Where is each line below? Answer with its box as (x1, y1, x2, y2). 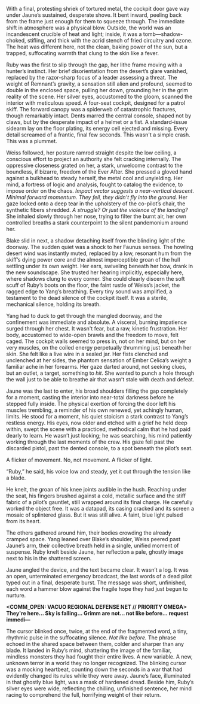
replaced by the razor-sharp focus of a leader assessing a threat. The (6, 74, 177, 81)
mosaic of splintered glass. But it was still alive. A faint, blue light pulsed (6, 511, 183, 518)
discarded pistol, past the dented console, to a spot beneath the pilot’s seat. (6, 445, 193, 451)
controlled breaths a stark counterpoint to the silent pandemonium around (6, 219, 188, 226)
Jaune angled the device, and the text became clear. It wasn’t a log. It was (6, 566, 189, 573)
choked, (6, 37, 26, 44)
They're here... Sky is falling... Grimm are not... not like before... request (6, 610, 189, 617)
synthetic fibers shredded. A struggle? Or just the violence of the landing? (6, 207, 188, 213)
